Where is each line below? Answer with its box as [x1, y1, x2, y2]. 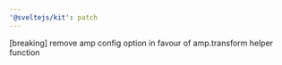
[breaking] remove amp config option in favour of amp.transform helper [9, 37, 274, 48]
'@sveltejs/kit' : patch [9, 12, 98, 22]
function [9, 46, 40, 58]
